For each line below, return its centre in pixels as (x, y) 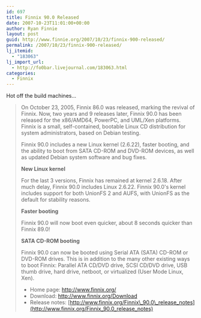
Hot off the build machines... (41, 96)
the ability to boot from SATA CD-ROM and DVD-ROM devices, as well (107, 151)
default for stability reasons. (56, 200)
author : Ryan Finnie (32, 28)
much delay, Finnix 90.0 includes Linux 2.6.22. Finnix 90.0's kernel (103, 187)
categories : (21, 73)
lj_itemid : (20, 51)
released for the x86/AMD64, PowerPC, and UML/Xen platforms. (101, 120)
